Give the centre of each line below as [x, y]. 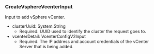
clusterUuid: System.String [39, 26]
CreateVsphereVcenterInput [39, 7]
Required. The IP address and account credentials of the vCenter [84, 42]
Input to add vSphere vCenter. [35, 17]
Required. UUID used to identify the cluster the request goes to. [83, 32]
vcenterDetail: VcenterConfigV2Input [49, 36]
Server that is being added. [46, 47]
